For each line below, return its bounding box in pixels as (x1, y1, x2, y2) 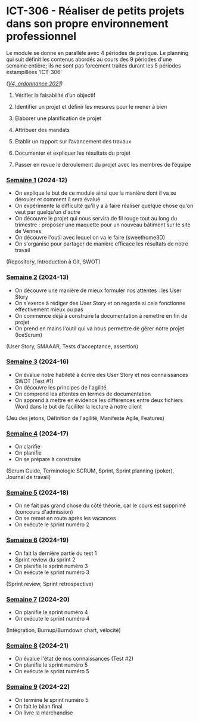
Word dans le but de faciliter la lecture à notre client (14, 403, 142, 410)
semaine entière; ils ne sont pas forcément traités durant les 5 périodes (6, 62, 181, 69)
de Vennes (14, 228, 42, 235)
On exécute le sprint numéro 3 (14, 569, 89, 576)
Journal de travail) (6, 474, 51, 481)
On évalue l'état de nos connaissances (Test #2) (14, 655, 134, 662)
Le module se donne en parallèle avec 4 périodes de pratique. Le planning (6, 49, 189, 56)
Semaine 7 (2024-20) (6, 595, 70, 603)
